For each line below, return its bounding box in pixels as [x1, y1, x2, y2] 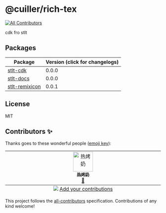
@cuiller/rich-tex [5, 3, 77, 15]
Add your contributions [59, 186, 113, 193]
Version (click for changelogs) [45, 58, 119, 65]
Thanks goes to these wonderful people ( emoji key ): [5, 140, 112, 147]
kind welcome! [5, 203, 35, 209]
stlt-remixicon [7, 83, 41, 90]
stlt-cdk [7, 67, 27, 74]
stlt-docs [7, 75, 30, 82]
